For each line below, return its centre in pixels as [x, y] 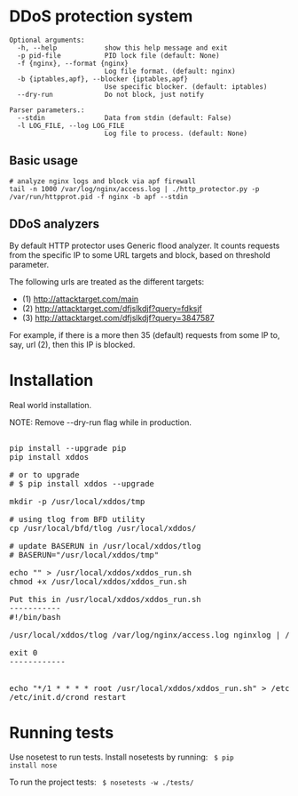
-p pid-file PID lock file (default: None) [118, 55]
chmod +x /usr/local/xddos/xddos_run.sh [98, 581]
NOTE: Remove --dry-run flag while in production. [101, 422]
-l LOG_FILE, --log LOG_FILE [71, 125]
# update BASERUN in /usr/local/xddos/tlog [105, 546]
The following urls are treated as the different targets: [107, 281]
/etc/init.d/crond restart [68, 697]
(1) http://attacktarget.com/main [80, 299]
